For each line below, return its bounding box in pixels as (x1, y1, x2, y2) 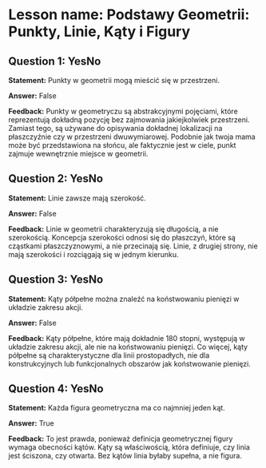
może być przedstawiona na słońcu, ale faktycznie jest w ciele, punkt (8, 141, 236, 149)
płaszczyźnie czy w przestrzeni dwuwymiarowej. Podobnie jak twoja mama (8, 132, 256, 141)
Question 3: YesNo (8, 273, 104, 287)
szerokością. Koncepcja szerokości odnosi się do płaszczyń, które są (8, 232, 236, 242)
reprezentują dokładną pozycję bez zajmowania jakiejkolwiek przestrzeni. (8, 115, 250, 125)
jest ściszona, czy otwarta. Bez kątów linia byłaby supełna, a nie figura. (8, 451, 242, 461)
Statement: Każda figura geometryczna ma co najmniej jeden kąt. (8, 403, 225, 413)
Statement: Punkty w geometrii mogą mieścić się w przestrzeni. (8, 76, 220, 85)
